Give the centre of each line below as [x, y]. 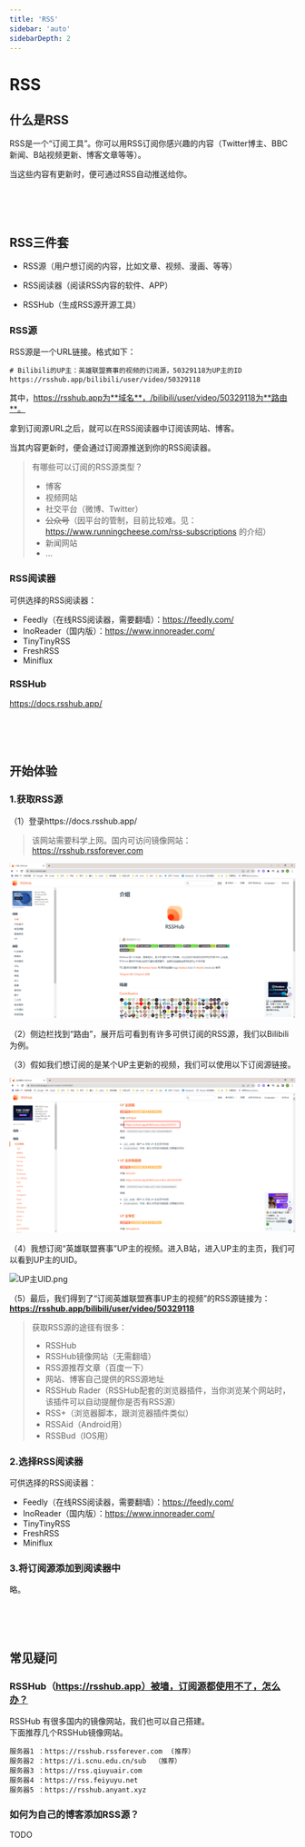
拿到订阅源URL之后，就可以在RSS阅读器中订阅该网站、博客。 [124, 429]
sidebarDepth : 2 [40, 38]
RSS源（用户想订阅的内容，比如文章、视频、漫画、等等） [130, 266]
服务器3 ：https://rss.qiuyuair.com [76, 1771]
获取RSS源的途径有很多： [79, 1327]
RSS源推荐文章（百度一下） [97, 1368]
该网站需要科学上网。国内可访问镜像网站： [111, 840]
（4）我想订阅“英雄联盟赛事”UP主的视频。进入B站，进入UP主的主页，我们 [148, 1248]
